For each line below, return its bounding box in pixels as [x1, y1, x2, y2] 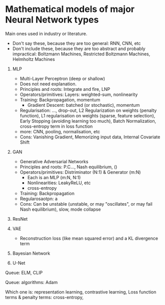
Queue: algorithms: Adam [5, 279, 58, 285]
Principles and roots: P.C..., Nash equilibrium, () [19, 164, 117, 170]
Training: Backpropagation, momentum [19, 96, 100, 103]
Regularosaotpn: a [19, 196, 58, 202]
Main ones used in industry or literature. [5, 30, 87, 36]
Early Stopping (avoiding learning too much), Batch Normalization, [19, 118, 156, 124]
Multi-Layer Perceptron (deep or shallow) [19, 75, 105, 81]
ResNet [12, 216, 28, 222]
